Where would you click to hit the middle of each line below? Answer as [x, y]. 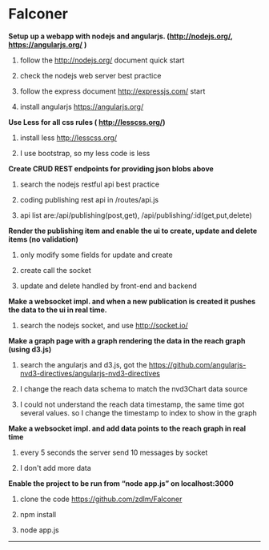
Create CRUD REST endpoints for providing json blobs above [111, 168]
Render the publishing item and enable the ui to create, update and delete [133, 231]
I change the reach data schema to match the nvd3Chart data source [134, 388]
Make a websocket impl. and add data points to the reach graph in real [127, 428]
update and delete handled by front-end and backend [108, 286]
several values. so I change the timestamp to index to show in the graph [139, 412]
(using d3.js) [30, 349]
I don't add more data [56, 468]
